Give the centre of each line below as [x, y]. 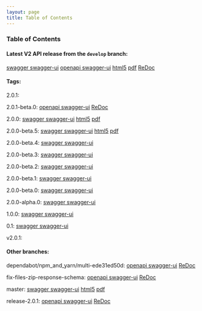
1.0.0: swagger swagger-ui [40, 214]
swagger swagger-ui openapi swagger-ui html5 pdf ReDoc [81, 67]
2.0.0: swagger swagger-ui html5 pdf [53, 119]
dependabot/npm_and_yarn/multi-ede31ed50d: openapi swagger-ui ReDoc [101, 266]
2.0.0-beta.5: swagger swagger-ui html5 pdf [63, 131]
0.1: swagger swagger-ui [37, 226]
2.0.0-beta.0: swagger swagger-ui [50, 190]
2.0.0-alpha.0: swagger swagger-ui [51, 202]
